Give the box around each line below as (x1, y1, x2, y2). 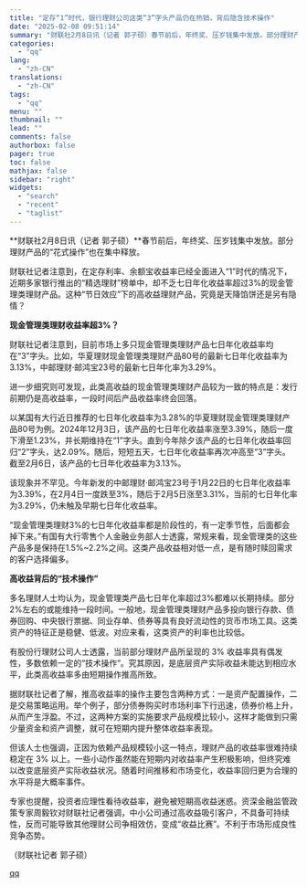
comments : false (9, 132, 71, 142)
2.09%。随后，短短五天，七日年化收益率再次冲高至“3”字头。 (60, 446, 291, 457)
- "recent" (17, 200, 59, 210)
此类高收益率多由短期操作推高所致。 (25, 669, 162, 680)
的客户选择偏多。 (9, 554, 74, 565)
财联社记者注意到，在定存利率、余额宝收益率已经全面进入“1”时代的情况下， (9, 266, 292, 277)
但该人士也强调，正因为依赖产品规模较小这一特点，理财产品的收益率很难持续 (9, 742, 298, 753)
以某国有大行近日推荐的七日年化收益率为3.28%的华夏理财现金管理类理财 (9, 412, 283, 423)
